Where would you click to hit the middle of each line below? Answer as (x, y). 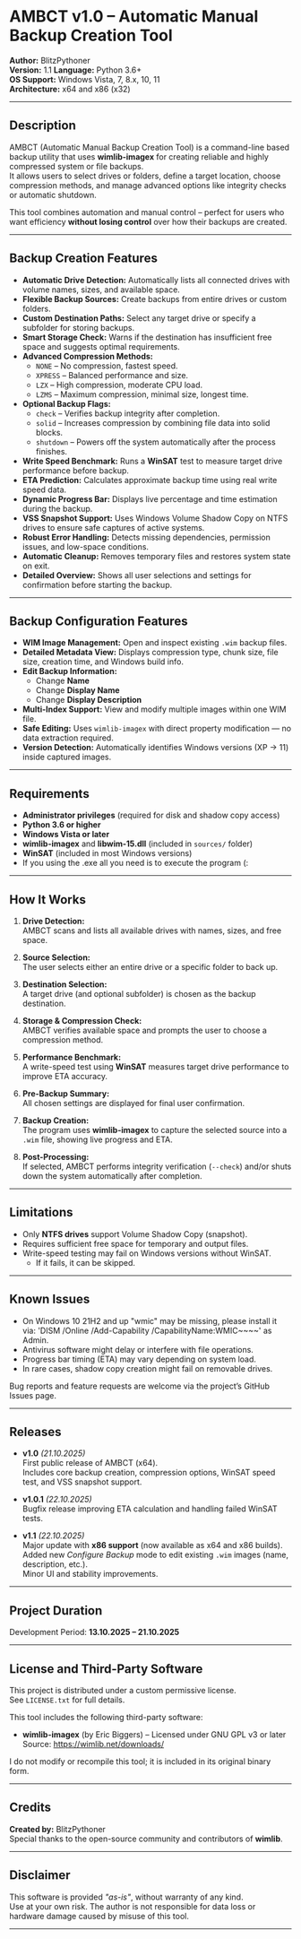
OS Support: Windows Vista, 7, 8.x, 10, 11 (85, 79)
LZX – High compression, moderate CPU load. (119, 385)
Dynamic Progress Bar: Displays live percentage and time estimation (150, 498)
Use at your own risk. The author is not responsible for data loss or (133, 1906)
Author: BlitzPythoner (50, 60)
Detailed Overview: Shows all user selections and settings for (137, 575)
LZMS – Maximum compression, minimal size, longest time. (142, 394)
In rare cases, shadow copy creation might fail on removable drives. (147, 1368)
